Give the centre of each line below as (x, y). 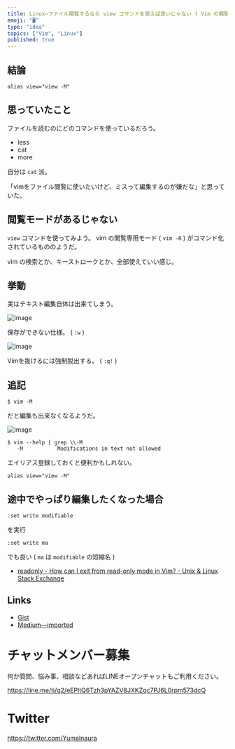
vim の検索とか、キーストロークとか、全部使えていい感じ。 (93, 261)
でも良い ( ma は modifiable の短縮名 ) (61, 557)
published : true (31, 40)
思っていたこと (39, 110)
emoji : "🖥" (23, 20)
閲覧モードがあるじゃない (62, 219)
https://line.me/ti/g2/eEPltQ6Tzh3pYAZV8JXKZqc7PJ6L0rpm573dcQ (107, 690)
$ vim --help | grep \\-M (45, 443)
